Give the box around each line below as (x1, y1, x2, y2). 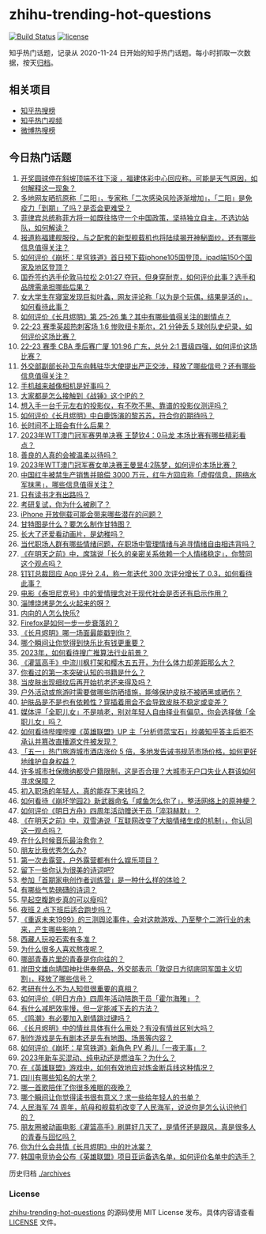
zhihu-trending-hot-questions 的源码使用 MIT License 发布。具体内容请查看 (9, 1207, 255, 1217)
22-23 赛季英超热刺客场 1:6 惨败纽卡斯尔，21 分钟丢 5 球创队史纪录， (20, 322, 245, 331)
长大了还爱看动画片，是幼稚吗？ (20, 529, 125, 538)
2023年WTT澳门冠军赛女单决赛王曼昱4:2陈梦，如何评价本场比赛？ (20, 460, 238, 470)
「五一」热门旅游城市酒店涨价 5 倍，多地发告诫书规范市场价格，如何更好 (20, 746, 257, 756)
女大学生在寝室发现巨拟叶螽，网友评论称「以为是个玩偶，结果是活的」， (20, 292, 253, 301)
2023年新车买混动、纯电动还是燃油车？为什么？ (20, 1053, 177, 1062)
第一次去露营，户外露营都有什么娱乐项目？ (20, 855, 159, 865)
